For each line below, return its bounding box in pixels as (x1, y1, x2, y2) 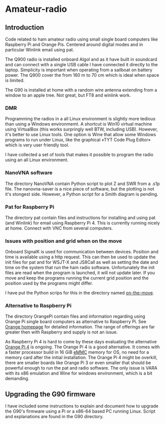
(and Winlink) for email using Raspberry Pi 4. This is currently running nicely (5, 220, 160, 226)
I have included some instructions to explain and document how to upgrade (5, 403, 159, 409)
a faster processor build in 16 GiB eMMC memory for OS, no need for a (5, 349, 149, 355)
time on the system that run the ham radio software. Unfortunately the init (5, 265, 155, 271)
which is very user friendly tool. (5, 142, 70, 148)
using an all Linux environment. (5, 157, 69, 163)
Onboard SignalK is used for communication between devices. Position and (5, 249, 159, 255)
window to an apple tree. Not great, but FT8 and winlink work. (5, 93, 131, 98)
